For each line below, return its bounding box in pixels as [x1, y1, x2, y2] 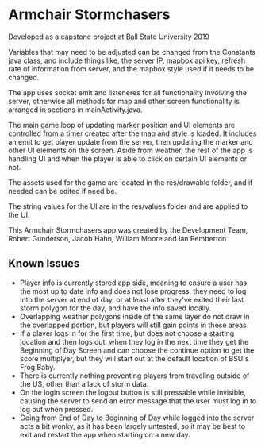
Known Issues [8, 256, 80, 271]
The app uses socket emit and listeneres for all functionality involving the [8, 87, 248, 97]
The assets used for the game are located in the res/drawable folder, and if [8, 177, 253, 187]
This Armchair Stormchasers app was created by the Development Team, [8, 225, 248, 235]
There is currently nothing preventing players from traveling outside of [19, 371, 250, 380]
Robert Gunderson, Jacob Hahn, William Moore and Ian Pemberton [8, 233, 227, 243]
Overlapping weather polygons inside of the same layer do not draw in [19, 311, 250, 321]
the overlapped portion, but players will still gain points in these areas [19, 320, 248, 329]
